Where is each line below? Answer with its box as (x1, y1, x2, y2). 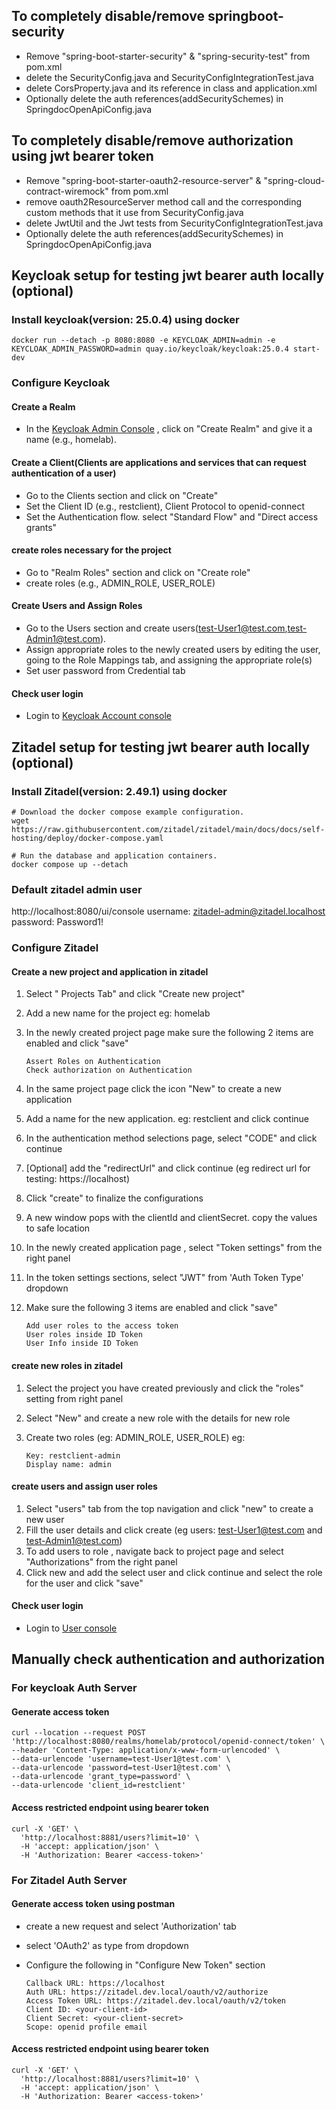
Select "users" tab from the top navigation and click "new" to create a (25, 1502, 314, 1514)
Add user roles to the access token (25, 1321, 179, 1331)
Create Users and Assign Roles (11, 600, 143, 612)
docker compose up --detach (11, 859, 129, 869)
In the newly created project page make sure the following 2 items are (25, 1027, 314, 1039)
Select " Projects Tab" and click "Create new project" (25, 988, 246, 1000)
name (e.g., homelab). (25, 434, 117, 446)
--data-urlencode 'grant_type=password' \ (11, 1772, 191, 1782)
